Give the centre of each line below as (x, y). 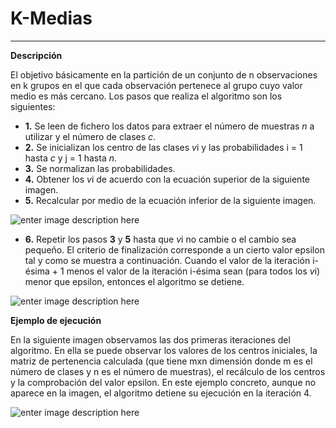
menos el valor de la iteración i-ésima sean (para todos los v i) (193, 271)
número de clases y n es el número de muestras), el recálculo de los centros (168, 371)
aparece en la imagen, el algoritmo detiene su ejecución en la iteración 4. (161, 393)
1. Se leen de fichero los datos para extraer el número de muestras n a (169, 126)
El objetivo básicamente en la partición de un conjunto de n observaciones (164, 74)
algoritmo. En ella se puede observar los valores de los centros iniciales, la (164, 350)
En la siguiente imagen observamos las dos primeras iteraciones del (150, 339)
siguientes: (33, 106)
